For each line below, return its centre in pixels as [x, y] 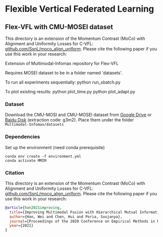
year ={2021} [22, 226]
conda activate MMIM [26, 161]
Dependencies [23, 137]
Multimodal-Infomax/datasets [34, 125]
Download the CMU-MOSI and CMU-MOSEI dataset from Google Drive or [78, 115]
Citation [15, 172]
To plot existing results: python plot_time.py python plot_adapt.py [70, 92]
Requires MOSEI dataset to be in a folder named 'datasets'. [64, 73]
